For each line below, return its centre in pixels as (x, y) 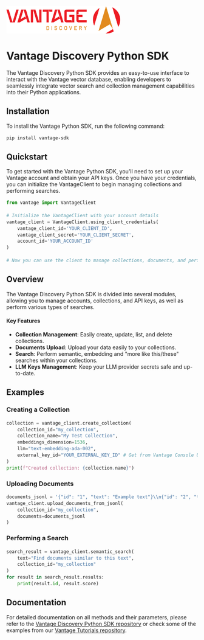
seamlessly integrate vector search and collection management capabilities (101, 86)
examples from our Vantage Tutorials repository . (67, 630)
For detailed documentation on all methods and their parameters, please (97, 617)
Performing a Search (37, 538)
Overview (25, 280)
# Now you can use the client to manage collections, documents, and (96, 261)
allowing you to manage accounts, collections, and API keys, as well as (95, 301)
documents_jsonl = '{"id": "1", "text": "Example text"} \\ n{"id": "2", (99, 497)
